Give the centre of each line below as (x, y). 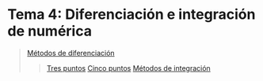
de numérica (50, 31)
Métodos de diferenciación (71, 53)
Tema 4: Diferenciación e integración (131, 15)
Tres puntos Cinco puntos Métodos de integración (128, 68)
